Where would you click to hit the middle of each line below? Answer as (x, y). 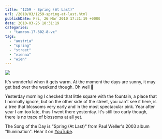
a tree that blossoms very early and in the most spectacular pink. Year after (80, 107)
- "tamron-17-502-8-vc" (33, 32)
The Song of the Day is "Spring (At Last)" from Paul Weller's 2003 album (77, 126)
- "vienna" (20, 54)
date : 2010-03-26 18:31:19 (32, 23)
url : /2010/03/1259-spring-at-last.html (46, 14)
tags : (10, 37)
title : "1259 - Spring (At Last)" (40, 9)
